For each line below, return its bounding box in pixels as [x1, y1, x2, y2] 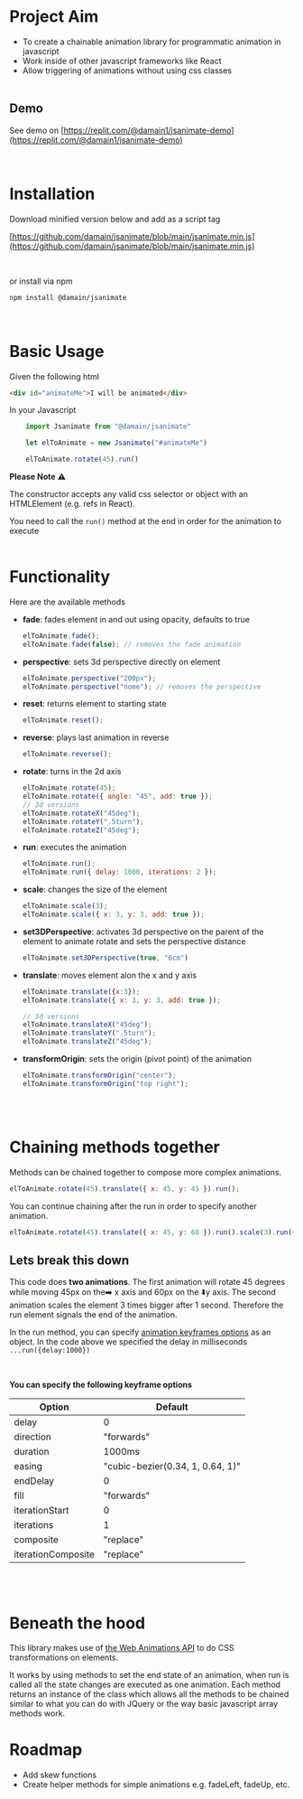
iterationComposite [14, 1548, 95, 1560]
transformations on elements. [9, 1652, 119, 1663]
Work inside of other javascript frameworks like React [22, 55, 222, 66]
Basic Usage [9, 341, 105, 361]
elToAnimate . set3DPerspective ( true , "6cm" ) [22, 953, 189, 962]
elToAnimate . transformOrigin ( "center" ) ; [22, 1071, 177, 1081]
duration [14, 1446, 50, 1458]
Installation [9, 183, 96, 204]
